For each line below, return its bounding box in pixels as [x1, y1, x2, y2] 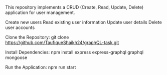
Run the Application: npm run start [5, 64, 76, 70]
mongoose [5, 54, 28, 60]
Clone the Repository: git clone [5, 34, 69, 40]
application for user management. [5, 9, 75, 15]
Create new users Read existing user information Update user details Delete [5, 19, 162, 25]
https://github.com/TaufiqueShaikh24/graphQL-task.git [5, 39, 119, 45]
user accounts [5, 24, 35, 30]
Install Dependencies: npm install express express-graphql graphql [5, 49, 144, 55]
